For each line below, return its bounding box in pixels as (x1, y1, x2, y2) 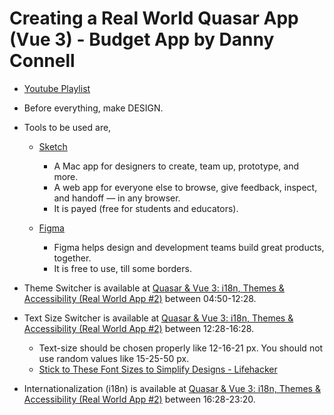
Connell (9, 50, 76, 72)
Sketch (38, 140, 68, 152)
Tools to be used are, (23, 121, 112, 133)
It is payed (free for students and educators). (53, 202, 239, 214)
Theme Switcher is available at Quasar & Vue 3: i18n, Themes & (23, 282, 285, 294)
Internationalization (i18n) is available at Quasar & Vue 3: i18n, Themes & (23, 382, 321, 394)
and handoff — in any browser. (53, 192, 181, 204)
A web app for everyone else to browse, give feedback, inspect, (53, 181, 318, 193)
